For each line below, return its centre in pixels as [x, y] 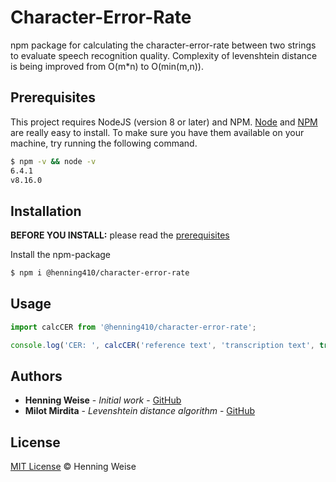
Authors [36, 376]
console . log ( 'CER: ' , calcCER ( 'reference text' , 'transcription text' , [162, 345]
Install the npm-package [61, 255]
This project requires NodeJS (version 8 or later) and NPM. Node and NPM [164, 122]
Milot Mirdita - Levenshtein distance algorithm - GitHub [139, 411]
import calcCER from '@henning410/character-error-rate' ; [133, 327]
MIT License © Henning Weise [73, 467]
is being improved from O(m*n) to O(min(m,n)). [107, 66]
